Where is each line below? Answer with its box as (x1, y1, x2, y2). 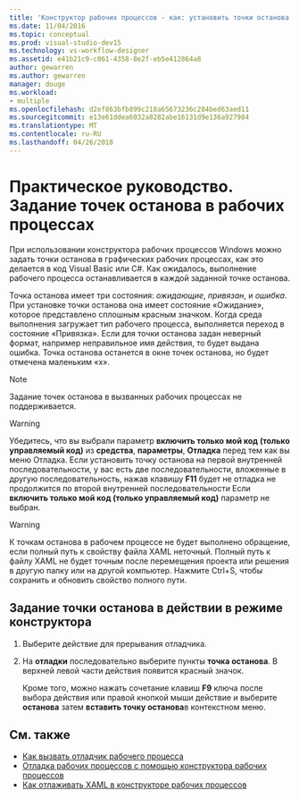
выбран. (9, 502, 41, 513)
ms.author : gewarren (9, 72, 87, 81)
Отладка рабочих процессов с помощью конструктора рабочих (21, 761, 268, 771)
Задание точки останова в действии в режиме (9, 600, 283, 616)
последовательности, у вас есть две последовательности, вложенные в (9, 463, 287, 474)
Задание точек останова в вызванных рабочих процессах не (9, 391, 243, 402)
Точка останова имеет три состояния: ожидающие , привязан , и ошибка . (9, 290, 287, 301)
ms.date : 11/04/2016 (9, 21, 87, 30)
